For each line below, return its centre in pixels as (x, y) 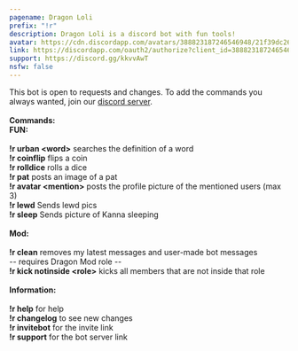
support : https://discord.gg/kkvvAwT (79, 58)
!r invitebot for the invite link (61, 327)
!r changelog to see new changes (71, 318)
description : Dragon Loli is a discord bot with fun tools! (123, 34)
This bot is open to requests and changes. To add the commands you (136, 92)
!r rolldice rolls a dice (48, 167)
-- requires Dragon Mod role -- (66, 261)
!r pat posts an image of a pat (63, 176)
